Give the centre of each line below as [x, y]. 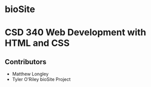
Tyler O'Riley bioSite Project [41, 79]
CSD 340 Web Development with [75, 33]
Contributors [26, 62]
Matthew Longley [30, 74]
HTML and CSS [37, 43]
